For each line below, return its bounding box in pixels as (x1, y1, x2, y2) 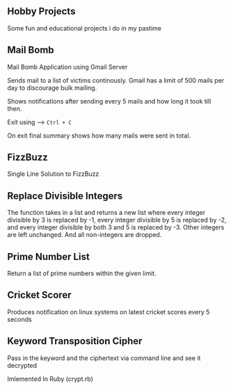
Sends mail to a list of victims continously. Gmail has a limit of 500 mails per (7, 76, 225, 84)
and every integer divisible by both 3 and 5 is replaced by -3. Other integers (7, 223, 225, 231)
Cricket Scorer (7, 289, 72, 301)
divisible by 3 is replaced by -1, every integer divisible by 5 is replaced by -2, (7, 216, 227, 225)
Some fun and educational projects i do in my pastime (7, 24, 162, 32)
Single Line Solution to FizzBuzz (7, 170, 99, 178)
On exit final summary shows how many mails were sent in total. (7, 131, 191, 140)
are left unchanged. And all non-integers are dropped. (7, 231, 162, 239)
